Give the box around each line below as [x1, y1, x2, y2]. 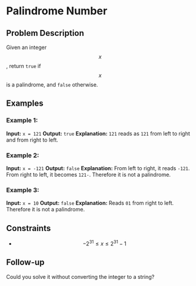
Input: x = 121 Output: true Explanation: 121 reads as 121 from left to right [6, 130, 191, 137]
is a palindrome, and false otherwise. [6, 81, 98, 88]
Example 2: [6, 151, 39, 159]
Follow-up [6, 257, 45, 267]
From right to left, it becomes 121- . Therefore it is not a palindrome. [6, 171, 171, 178]
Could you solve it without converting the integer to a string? [6, 273, 155, 280]
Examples [6, 99, 43, 109]
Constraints [6, 223, 51, 233]
